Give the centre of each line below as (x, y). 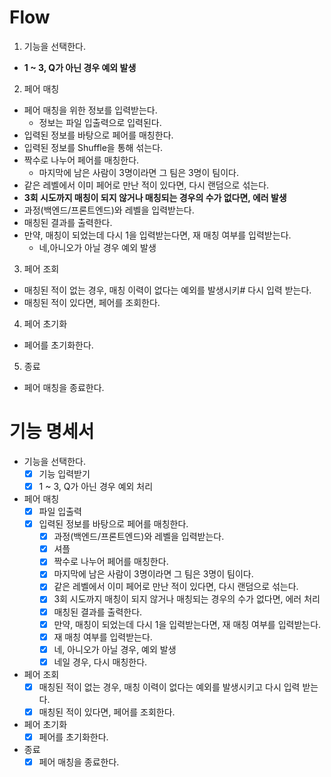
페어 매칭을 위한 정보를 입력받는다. (90, 110)
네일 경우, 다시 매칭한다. (100, 662)
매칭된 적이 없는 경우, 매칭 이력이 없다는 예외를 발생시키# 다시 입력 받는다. (167, 290)
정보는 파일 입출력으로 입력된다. (100, 122)
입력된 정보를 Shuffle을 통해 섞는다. (93, 147)
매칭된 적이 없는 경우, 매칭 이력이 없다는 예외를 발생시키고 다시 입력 (169, 687)
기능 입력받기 (64, 473)
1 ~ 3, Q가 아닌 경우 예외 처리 (96, 486)
